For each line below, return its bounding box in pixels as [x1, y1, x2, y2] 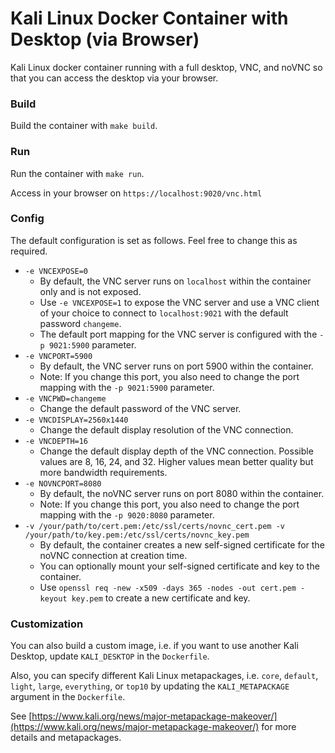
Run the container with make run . [10, 167, 145, 179]
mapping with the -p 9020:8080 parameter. [39, 508, 215, 521]
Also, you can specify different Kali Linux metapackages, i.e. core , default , [10, 670, 319, 682]
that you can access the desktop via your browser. [10, 72, 219, 84]
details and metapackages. [10, 732, 122, 744]
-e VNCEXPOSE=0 [24, 266, 89, 276]
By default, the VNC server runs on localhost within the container [39, 275, 312, 287]
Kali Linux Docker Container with [10, 7, 289, 30]
